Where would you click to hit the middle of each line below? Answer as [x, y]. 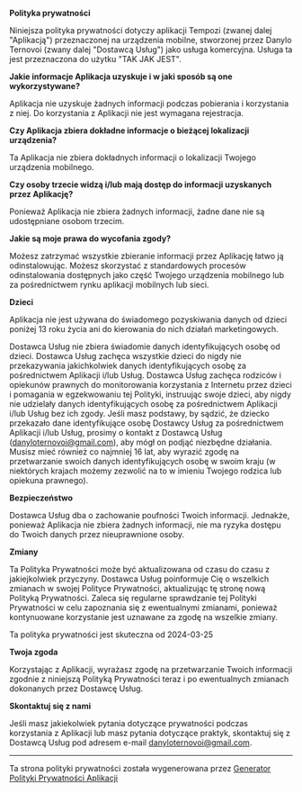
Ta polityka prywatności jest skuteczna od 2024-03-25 [111, 634]
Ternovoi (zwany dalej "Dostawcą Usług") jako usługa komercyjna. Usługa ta [151, 49]
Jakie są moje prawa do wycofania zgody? [90, 238]
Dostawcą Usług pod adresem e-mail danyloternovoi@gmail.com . [131, 742]
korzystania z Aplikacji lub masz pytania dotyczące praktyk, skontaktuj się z [150, 733]
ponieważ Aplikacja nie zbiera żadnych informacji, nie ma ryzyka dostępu [145, 525]
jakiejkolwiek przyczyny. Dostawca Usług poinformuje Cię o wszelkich [139, 579]
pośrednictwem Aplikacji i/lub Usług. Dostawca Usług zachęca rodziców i [145, 375]
